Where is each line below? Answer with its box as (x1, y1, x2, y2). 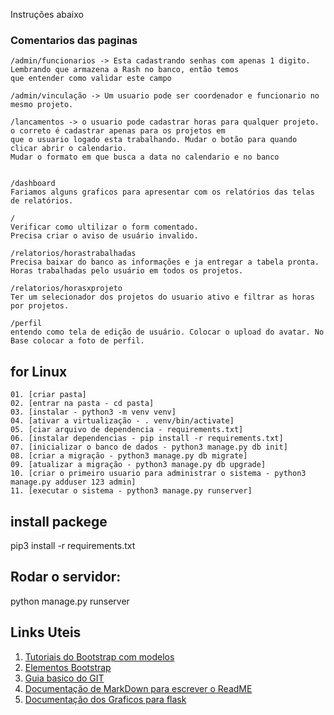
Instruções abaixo (10, 9, 84, 20)
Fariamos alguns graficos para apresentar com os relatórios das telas (10, 187, 315, 198)
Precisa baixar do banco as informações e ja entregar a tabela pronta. (10, 257, 320, 268)
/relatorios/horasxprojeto (10, 284, 123, 294)
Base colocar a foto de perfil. (10, 336, 145, 346)
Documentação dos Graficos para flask (24, 693, 187, 705)
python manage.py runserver (10, 595, 130, 607)
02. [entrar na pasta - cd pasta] (10, 399, 155, 409)
